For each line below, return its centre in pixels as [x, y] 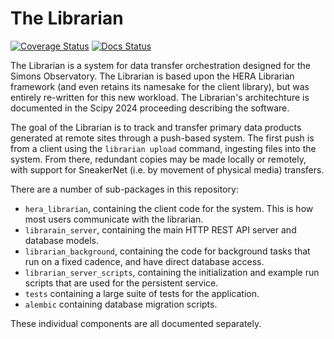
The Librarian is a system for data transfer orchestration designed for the [161, 65]
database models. [62, 240]
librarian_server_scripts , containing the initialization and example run [172, 272]
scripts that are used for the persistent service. [121, 283]
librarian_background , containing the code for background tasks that [167, 251]
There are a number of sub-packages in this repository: [124, 189]
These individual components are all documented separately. [136, 323]
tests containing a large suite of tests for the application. [142, 293]
